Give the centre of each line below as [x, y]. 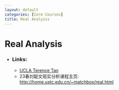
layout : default [21, 10]
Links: [19, 59]
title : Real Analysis [27, 19]
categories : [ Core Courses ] [34, 14]
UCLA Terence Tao [39, 70]
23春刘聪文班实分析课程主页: [49, 76]
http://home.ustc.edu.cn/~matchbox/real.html [66, 82]
